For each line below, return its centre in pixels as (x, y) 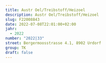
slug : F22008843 (22, 19)
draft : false (19, 52)
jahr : (11, 29)
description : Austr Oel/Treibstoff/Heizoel (52, 15)
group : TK (16, 48)
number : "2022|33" (25, 39)
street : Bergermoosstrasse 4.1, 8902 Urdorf (53, 43)
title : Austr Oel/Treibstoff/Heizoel (45, 10)
